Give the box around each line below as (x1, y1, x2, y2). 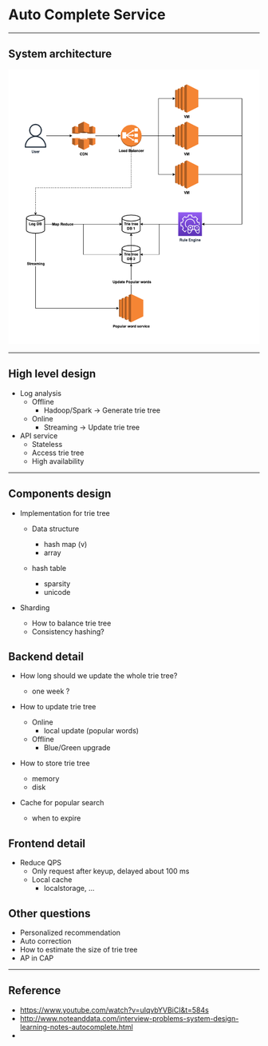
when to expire (31, 813, 81, 823)
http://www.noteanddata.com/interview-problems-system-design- (19, 1013, 239, 1023)
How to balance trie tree (31, 618, 112, 628)
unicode (43, 587, 71, 597)
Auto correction (19, 936, 72, 946)
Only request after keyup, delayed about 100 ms (31, 866, 190, 876)
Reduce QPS (19, 858, 62, 868)
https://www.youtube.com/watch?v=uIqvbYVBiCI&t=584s (19, 1005, 209, 1015)
